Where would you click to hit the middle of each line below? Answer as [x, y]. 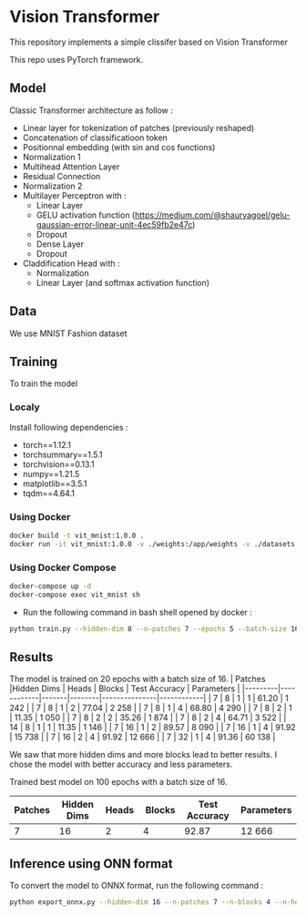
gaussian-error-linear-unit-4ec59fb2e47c [114, 224]
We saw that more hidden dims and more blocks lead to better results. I [143, 755]
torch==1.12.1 [46, 444]
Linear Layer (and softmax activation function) [123, 282]
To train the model [44, 383]
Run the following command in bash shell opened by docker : [137, 612]
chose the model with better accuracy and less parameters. [121, 764]
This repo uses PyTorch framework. [76, 59]
